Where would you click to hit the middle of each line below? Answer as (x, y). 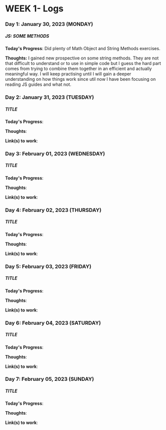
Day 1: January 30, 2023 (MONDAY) (49, 24)
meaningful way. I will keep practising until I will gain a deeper (68, 74)
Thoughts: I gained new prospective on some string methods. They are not (82, 58)
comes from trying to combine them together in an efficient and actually (79, 69)
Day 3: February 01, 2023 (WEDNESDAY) (55, 153)
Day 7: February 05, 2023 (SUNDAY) (50, 379)
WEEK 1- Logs (34, 9)
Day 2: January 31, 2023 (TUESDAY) (50, 97)
